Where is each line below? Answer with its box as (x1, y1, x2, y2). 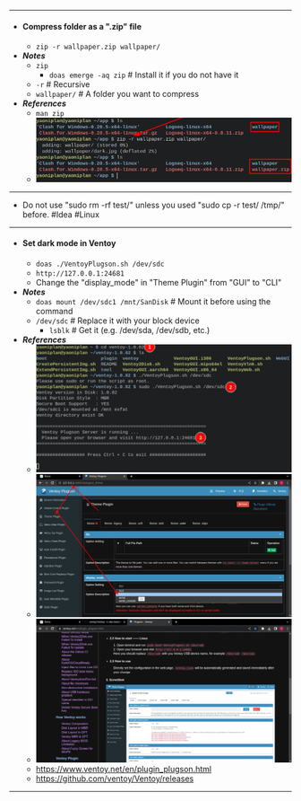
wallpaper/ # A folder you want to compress (35, 89, 200, 100)
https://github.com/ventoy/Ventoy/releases (35, 773, 194, 784)
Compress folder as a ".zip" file (21, 21, 142, 31)
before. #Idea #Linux (21, 208, 100, 220)
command (35, 306, 73, 317)
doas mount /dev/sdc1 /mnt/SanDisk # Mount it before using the (35, 296, 271, 307)
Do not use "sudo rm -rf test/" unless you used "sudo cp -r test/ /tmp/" (21, 199, 285, 210)
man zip (35, 110, 64, 119)
